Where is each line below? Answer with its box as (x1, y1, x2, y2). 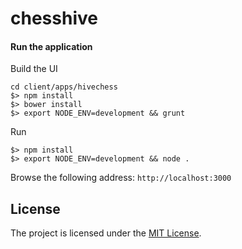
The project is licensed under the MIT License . (10, 227, 202, 239)
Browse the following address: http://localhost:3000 (10, 172, 232, 184)
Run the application (10, 40, 93, 52)
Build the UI (10, 63, 58, 75)
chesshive (10, 7, 98, 30)
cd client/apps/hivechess (10, 82, 118, 92)
